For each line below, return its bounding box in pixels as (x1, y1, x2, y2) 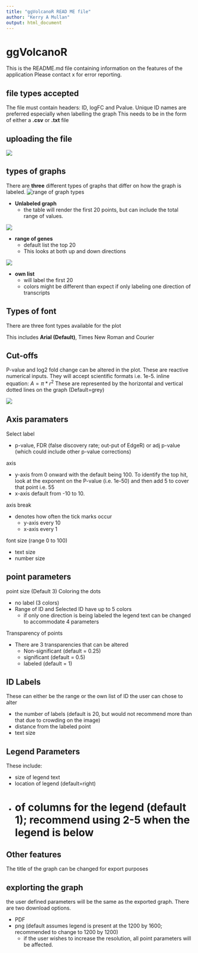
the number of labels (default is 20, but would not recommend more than (14, 711, 192, 718)
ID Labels (6, 677, 41, 687)
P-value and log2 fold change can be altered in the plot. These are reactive (6, 366, 189, 373)
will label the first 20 (23, 276, 73, 283)
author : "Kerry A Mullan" (6, 14, 70, 20)
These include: (6, 762, 43, 769)
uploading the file (6, 134, 73, 144)
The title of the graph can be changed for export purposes (6, 865, 149, 872)
